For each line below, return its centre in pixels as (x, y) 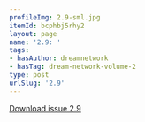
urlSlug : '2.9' (37, 83)
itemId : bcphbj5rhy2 (47, 26)
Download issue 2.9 (45, 108)
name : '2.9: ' (35, 42)
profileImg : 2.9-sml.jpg (55, 17)
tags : (19, 50)
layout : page (33, 34)
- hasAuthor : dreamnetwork (59, 58)
